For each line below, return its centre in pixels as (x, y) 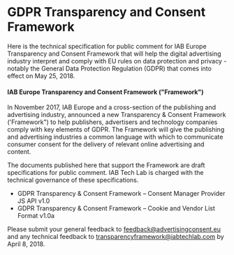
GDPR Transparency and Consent (107, 12)
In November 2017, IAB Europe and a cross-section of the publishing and (112, 107)
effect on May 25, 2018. (41, 76)
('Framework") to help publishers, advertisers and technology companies (112, 122)
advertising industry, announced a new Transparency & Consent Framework (117, 115)
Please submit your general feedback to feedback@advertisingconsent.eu (114, 229)
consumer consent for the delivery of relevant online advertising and (106, 144)
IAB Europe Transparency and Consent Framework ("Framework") (105, 92)
